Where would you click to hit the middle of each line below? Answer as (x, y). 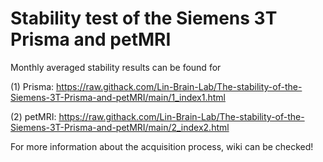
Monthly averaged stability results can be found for (116, 67)
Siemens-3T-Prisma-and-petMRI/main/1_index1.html (118, 97)
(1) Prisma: (32, 86)
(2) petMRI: (33, 116)
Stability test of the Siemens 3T (144, 18)
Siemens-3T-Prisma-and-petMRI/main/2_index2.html (120, 127)
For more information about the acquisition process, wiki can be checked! (162, 146)
